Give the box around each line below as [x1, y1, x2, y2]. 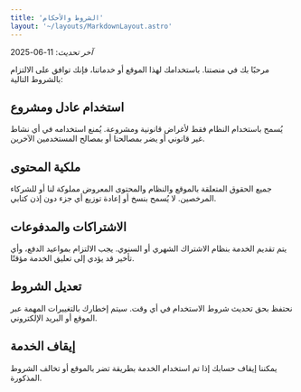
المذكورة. [10, 372, 42, 383]
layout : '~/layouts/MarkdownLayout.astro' [10, 22, 173, 31]
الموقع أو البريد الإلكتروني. [10, 313, 98, 323]
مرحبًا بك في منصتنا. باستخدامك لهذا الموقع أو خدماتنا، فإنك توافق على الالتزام [10, 64, 270, 75]
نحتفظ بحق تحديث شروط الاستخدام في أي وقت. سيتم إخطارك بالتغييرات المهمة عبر [10, 303, 293, 313]
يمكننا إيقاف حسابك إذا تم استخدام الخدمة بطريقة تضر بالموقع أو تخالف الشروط [10, 362, 277, 373]
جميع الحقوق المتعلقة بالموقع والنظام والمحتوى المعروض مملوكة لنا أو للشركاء [10, 183, 272, 194]
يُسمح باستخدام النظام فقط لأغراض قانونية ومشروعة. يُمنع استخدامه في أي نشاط [10, 124, 284, 135]
